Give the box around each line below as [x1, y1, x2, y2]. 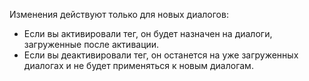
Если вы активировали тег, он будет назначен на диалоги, [23, 28, 273, 39]
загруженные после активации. [23, 39, 160, 50]
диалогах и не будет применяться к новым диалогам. [23, 60, 254, 71]
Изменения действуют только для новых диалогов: [9, 9, 229, 20]
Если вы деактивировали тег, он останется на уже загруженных [23, 49, 299, 61]
